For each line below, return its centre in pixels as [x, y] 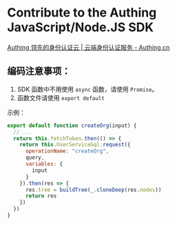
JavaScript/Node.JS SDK [80, 27]
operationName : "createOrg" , [67, 151]
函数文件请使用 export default [61, 97]
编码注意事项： [39, 71]
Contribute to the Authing [82, 13]
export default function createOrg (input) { [72, 126]
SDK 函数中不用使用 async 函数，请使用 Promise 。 [87, 89]
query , [35, 158]
